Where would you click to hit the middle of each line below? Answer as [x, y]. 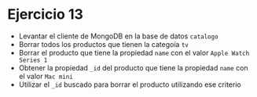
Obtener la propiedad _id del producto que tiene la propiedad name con [133, 67]
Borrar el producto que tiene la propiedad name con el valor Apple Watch [134, 52]
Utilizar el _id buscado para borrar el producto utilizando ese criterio [130, 84]
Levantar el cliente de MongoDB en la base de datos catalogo [118, 36]
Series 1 [33, 60]
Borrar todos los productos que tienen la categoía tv [104, 44]
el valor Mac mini [46, 76]
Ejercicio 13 [46, 14]
